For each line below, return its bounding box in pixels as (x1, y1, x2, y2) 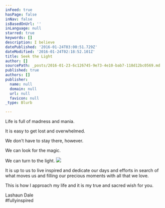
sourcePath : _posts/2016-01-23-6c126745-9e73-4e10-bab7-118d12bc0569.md (5, 63, 160, 68)
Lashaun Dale (5, 192, 34, 198)
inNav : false (5, 16, 33, 21)
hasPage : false (5, 12, 37, 17)
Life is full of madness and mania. (5, 118, 75, 124)
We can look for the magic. (5, 147, 61, 153)
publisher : (5, 77, 28, 82)
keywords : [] (5, 35, 33, 40)
